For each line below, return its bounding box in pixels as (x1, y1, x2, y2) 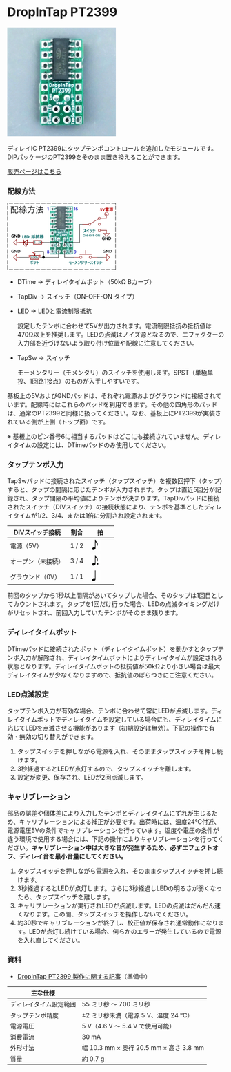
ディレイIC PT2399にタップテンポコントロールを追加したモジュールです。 (7, 144, 218, 152)
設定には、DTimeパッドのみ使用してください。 (37, 440, 170, 449)
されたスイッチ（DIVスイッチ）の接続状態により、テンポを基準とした (7, 502, 205, 511)
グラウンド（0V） (10, 572, 61, 581)
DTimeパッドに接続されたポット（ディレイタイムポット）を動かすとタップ (7, 644, 219, 653)
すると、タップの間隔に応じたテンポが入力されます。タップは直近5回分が (7, 485, 216, 494)
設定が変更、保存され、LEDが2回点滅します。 (17, 773, 147, 781)
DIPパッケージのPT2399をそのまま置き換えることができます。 (7, 153, 184, 161)
